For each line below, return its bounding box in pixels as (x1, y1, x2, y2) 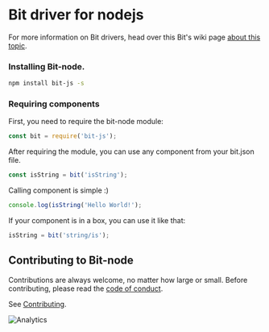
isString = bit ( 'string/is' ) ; (8, 231, 110, 239)
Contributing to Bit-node (8, 254, 134, 268)
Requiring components (8, 98, 100, 110)
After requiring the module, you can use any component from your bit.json (8, 147, 255, 156)
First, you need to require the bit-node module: (8, 117, 163, 127)
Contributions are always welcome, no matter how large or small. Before (8, 275, 248, 284)
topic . (8, 40, 27, 50)
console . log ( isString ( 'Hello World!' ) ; (8, 201, 143, 210)
